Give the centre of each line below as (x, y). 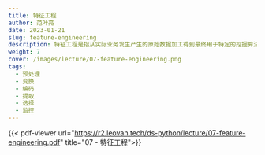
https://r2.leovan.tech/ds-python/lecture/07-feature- (160, 133)
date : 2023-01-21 (37, 30)
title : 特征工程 (32, 15)
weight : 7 (24, 52)
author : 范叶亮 (31, 23)
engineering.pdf (34, 142)
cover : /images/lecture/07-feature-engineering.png (95, 60)
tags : (17, 67)
